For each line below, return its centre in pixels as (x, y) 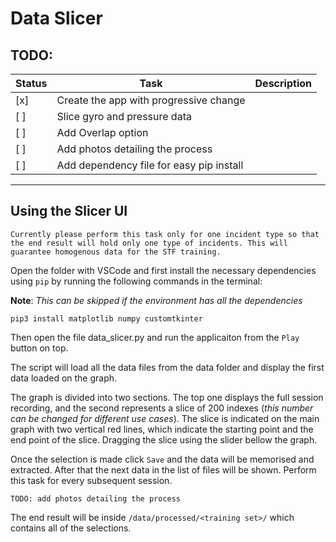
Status (31, 83)
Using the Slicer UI (69, 211)
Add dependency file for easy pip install (150, 165)
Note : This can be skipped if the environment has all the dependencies (156, 300)
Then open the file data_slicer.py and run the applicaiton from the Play (155, 337)
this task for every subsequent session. (91, 480)
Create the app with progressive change (151, 100)
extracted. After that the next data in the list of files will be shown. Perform (163, 469)
